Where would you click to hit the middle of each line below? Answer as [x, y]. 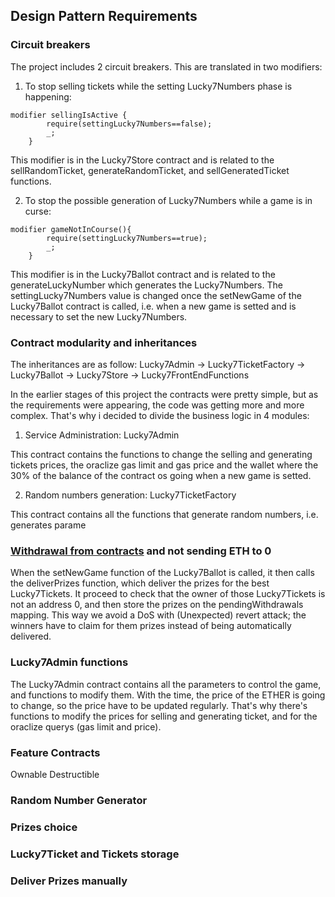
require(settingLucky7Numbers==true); [127, 238]
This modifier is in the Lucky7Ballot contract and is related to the [143, 274]
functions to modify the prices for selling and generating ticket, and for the [164, 716]
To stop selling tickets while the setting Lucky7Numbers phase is [158, 86]
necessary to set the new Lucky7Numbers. [99, 316]
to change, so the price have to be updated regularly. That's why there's [159, 705]
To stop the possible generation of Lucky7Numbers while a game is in [168, 200]
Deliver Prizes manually [69, 881]
